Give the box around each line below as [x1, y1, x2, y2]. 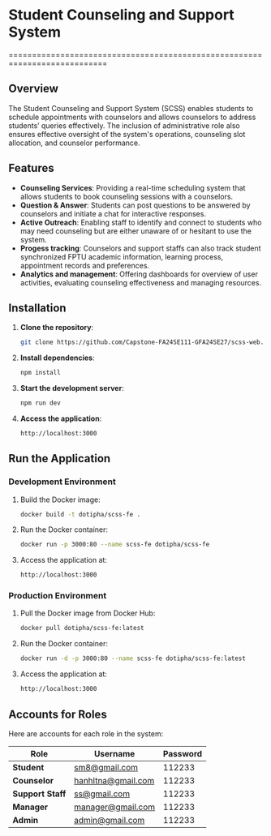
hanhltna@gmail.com [74, 774, 155, 786]
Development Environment [8, 476, 116, 487]
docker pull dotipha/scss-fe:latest [19, 624, 144, 632]
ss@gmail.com [74, 788, 131, 800]
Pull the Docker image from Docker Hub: [19, 608, 156, 618]
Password [162, 748, 203, 759]
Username [93, 748, 135, 759]
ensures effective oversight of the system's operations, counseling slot [8, 129, 246, 139]
